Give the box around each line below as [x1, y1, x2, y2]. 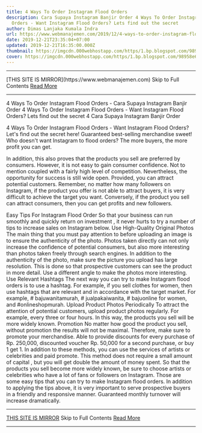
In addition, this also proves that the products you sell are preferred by [6, 155, 180, 162]
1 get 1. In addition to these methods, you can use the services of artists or [6, 346, 191, 353]
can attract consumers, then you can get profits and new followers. [6, 199, 173, 207]
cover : [6, 54, 23, 60]
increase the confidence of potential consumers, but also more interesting [6, 243, 190, 251]
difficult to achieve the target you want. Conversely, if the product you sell [6, 193, 189, 201]
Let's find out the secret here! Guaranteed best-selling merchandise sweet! [6, 130, 192, 137]
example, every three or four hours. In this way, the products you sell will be [6, 314, 194, 321]
